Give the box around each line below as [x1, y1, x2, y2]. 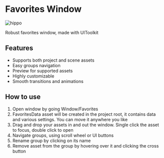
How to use [5, 93, 41, 101]
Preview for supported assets [12, 68, 73, 74]
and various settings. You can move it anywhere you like [12, 116, 128, 122]
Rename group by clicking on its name [12, 138, 91, 144]
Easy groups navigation [12, 62, 61, 68]
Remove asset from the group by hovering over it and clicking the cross [12, 143, 159, 149]
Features [5, 44, 33, 53]
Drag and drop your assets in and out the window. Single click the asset [12, 122, 159, 128]
